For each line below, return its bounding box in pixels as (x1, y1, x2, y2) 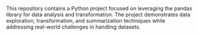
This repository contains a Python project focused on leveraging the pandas (6, 5, 193, 12)
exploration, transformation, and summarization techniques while (6, 17, 165, 24)
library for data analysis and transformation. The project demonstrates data (6, 11, 190, 18)
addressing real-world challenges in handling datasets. (6, 23, 141, 30)
